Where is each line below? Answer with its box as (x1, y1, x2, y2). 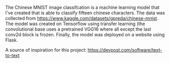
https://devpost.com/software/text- (88, 47, 162, 53)
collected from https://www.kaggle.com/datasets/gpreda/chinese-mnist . (5, 15, 159, 21)
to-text (5, 52, 20, 58)
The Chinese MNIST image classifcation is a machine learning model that (5, 5, 160, 10)
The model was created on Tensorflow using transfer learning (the (5, 20, 145, 27)
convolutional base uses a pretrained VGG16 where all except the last (5, 26, 152, 32)
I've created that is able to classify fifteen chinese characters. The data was (5, 10, 165, 16)
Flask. (5, 37, 18, 43)
